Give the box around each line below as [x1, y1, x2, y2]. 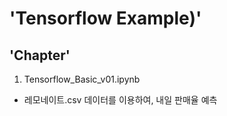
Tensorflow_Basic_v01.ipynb [23, 73, 141, 85]
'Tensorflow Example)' [9, 7, 202, 30]
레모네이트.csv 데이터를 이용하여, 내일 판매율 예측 [23, 94, 218, 106]
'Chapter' [9, 47, 71, 64]
